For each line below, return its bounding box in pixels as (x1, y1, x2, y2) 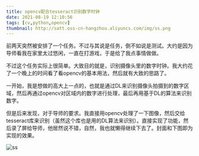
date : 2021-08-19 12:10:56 (6, 14, 73, 20)
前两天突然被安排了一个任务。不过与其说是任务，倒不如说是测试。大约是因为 (6, 42, 193, 49)
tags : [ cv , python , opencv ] (6, 20, 70, 26)
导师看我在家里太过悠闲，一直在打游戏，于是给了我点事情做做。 (6, 50, 162, 57)
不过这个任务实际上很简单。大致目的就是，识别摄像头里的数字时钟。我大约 (6, 62, 188, 69)
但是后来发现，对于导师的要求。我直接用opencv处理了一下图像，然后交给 (6, 110, 185, 117)
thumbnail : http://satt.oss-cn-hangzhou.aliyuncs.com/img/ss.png (6, 25, 171, 31)
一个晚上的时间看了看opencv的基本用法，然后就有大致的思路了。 (11, 69, 170, 77)
